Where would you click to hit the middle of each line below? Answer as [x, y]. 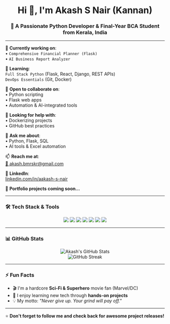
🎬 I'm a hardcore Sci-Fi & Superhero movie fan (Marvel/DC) [75, 288]
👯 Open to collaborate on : [32, 89]
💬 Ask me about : [23, 135]
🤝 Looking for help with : [31, 115]
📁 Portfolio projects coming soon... [43, 189]
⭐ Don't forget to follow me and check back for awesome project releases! [85, 316]
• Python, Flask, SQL [27, 141]
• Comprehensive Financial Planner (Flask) [51, 54]
